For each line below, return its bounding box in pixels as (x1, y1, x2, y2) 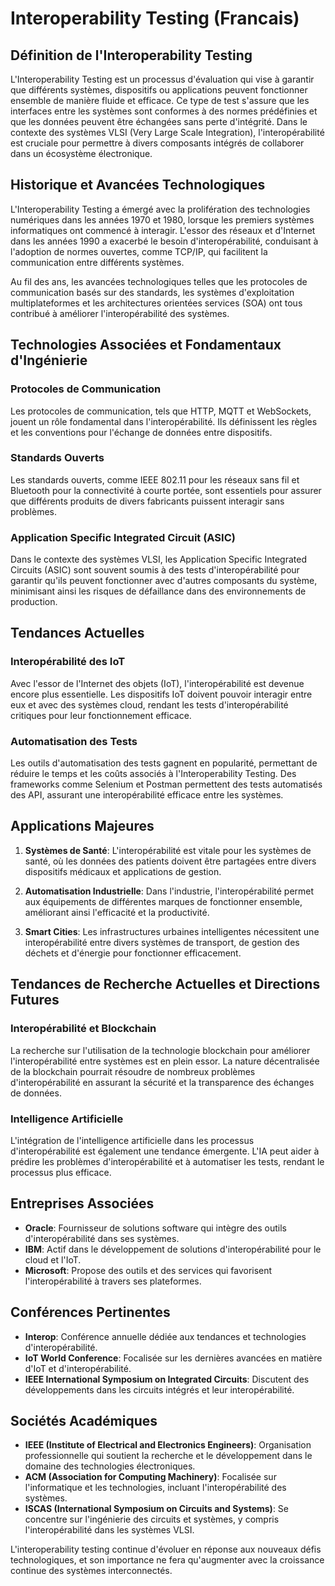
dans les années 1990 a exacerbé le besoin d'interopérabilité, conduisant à (10, 235, 319, 247)
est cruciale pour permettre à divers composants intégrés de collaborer (10, 137, 305, 149)
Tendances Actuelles (10, 625, 145, 642)
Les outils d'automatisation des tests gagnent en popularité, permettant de (10, 757, 318, 769)
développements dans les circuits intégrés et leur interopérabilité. (24, 1383, 295, 1396)
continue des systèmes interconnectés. (10, 1565, 173, 1577)
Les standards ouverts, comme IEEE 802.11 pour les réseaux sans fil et (10, 473, 300, 486)
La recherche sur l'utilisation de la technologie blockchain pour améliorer (10, 1044, 311, 1056)
